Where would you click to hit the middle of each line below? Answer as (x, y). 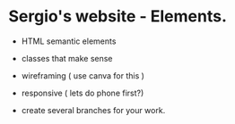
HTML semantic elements (69, 41)
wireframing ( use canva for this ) (83, 75)
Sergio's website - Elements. (118, 17)
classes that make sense (67, 58)
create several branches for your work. (93, 110)
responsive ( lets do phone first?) (83, 93)
